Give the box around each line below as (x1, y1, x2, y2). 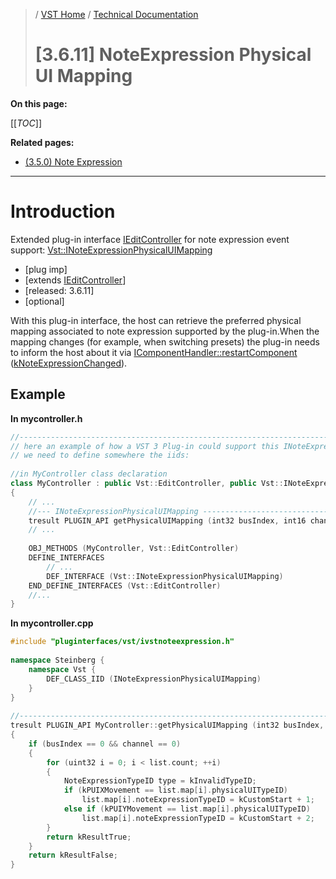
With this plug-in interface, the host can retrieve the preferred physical (10, 314, 302, 326)
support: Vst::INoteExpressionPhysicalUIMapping (10, 244, 213, 256)
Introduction (10, 200, 116, 223)
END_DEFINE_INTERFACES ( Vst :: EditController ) (28, 580, 222, 591)
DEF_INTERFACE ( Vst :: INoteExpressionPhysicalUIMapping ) (46, 571, 284, 581)
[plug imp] (24, 263, 68, 275)
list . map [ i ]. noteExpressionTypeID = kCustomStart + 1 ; (81, 795, 315, 805)
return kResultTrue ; (46, 832, 132, 842)
